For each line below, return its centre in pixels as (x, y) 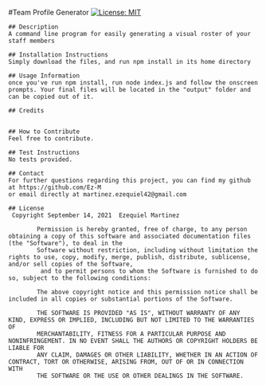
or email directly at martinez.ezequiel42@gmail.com (98, 195)
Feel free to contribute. (51, 139)
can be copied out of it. (51, 96)
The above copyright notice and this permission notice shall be (148, 292)
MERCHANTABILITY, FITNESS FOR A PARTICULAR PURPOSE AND (131, 334)
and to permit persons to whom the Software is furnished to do (149, 271)
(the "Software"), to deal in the (66, 243)
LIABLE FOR (26, 348)
